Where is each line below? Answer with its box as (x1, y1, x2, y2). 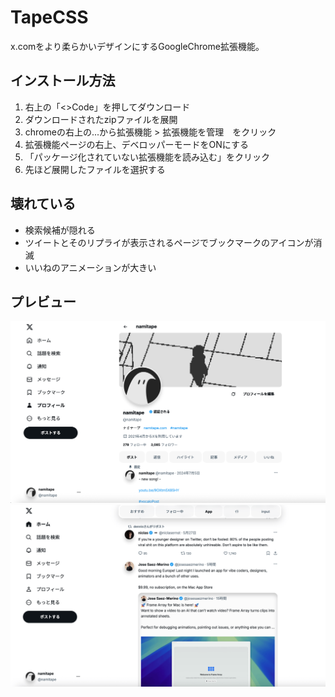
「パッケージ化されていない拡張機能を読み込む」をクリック (24, 151, 271, 163)
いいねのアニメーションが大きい (24, 261, 157, 273)
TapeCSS (10, 6, 89, 29)
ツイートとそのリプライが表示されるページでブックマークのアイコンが (24, 236, 314, 248)
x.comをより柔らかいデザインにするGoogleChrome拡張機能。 (10, 40, 265, 52)
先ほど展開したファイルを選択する (24, 163, 166, 175)
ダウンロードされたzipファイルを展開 (24, 113, 178, 125)
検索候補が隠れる (24, 224, 96, 236)
